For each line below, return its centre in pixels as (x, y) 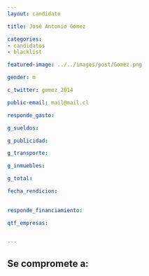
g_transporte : (28, 153)
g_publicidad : (28, 141)
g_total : (20, 179)
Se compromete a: (48, 263)
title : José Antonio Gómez (47, 26)
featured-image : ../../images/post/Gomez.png (74, 65)
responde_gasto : (31, 115)
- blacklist (24, 52)
